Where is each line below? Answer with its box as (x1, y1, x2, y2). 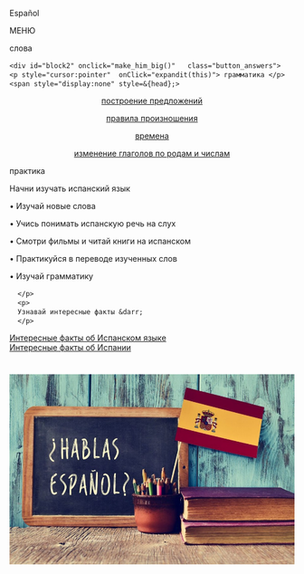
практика (9, 166, 45, 176)
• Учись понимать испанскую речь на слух (9, 218, 176, 229)
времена (135, 130, 169, 141)
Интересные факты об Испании (9, 342, 131, 352)
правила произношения (106, 113, 198, 123)
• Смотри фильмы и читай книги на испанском (9, 235, 192, 246)
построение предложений (100, 95, 204, 106)
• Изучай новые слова (9, 201, 97, 211)
